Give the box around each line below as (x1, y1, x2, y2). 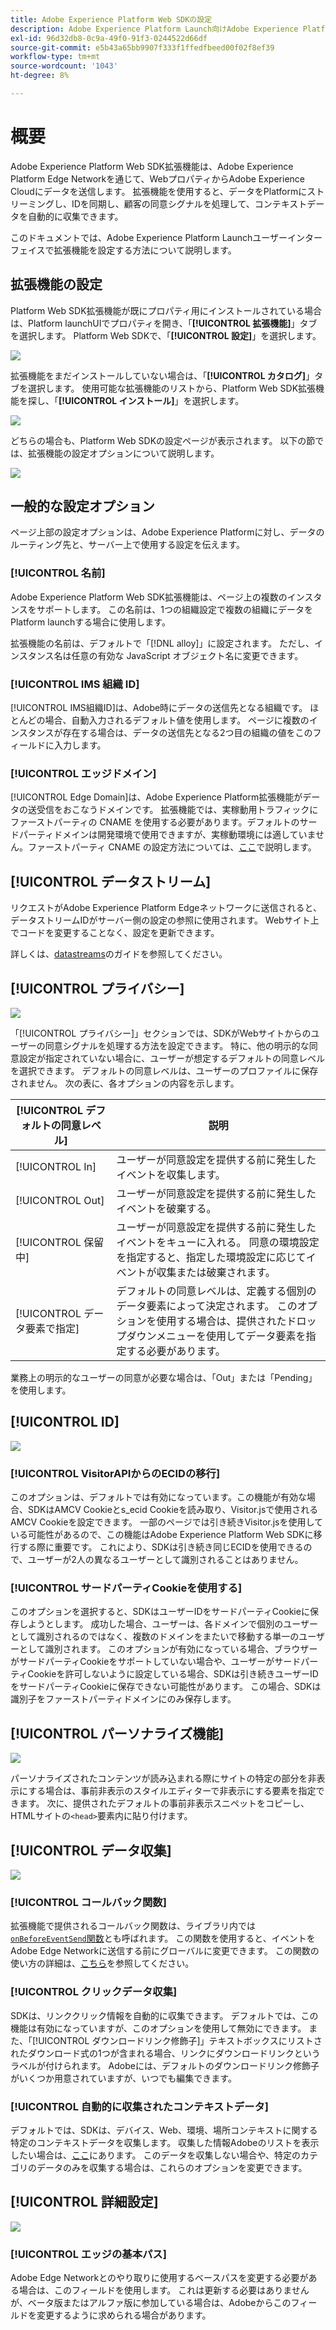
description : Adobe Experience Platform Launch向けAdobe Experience (10, 24, 299, 34)
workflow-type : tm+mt (10, 52, 101, 62)
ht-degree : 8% (10, 71, 70, 81)
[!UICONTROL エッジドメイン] (10, 766, 157, 780)
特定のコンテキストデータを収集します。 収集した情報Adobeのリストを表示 (10, 2136, 320, 2148)
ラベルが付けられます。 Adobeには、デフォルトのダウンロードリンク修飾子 (10, 2059, 320, 2071)
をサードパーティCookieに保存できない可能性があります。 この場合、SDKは (10, 1681, 322, 1693)
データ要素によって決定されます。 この (116, 1299, 298, 1313)
